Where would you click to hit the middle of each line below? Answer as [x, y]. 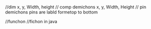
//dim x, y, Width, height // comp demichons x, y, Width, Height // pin [76, 7]
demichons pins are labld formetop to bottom [52, 12]
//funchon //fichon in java [31, 22]
